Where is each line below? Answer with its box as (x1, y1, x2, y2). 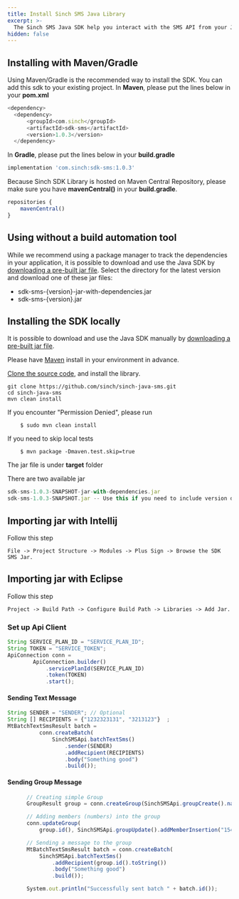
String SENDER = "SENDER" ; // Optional (7, 709, 126, 716)
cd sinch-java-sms (7, 389, 62, 396)
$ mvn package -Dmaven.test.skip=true (20, 448, 135, 456)
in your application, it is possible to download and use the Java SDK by (7, 258, 216, 267)
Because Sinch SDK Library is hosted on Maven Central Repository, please (7, 178, 226, 186)
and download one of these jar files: (7, 273, 113, 282)
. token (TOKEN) (45, 672, 87, 679)
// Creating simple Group (26, 793, 103, 801)
